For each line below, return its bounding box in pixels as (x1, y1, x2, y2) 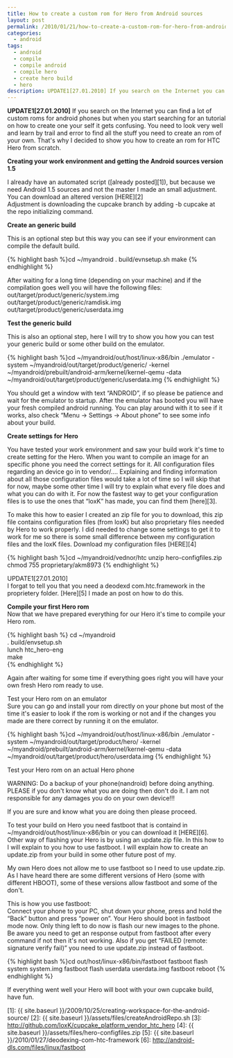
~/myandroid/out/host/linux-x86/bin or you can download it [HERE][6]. (7, 828, 209, 837)
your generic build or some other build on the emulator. (7, 340, 165, 348)
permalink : (7, 23, 39, 30)
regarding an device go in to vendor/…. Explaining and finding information (7, 468, 218, 476)
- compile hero (13, 68, 58, 75)
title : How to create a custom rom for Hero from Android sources (7, 10, 203, 17)
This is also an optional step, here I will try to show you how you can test (7, 333, 214, 341)
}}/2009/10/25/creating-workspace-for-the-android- (59, 1007, 210, 1015)
